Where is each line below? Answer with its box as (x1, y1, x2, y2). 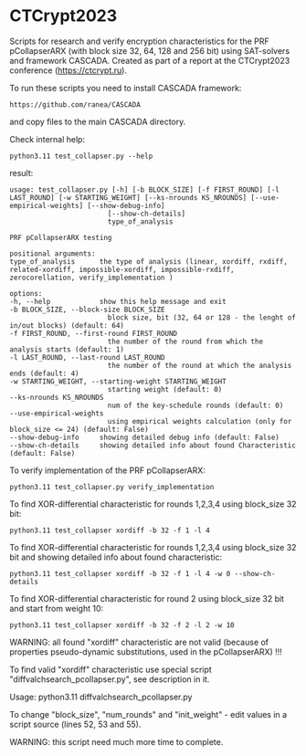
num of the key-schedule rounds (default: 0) (107, 401, 284, 410)
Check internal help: (9, 133, 85, 144)
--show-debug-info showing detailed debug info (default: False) (9, 433, 280, 442)
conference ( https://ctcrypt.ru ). (9, 65, 128, 76)
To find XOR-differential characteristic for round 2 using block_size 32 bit (9, 593, 285, 604)
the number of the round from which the (107, 337, 263, 346)
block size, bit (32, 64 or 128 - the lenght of (107, 312, 297, 322)
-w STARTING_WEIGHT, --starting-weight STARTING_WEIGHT (9, 376, 227, 386)
